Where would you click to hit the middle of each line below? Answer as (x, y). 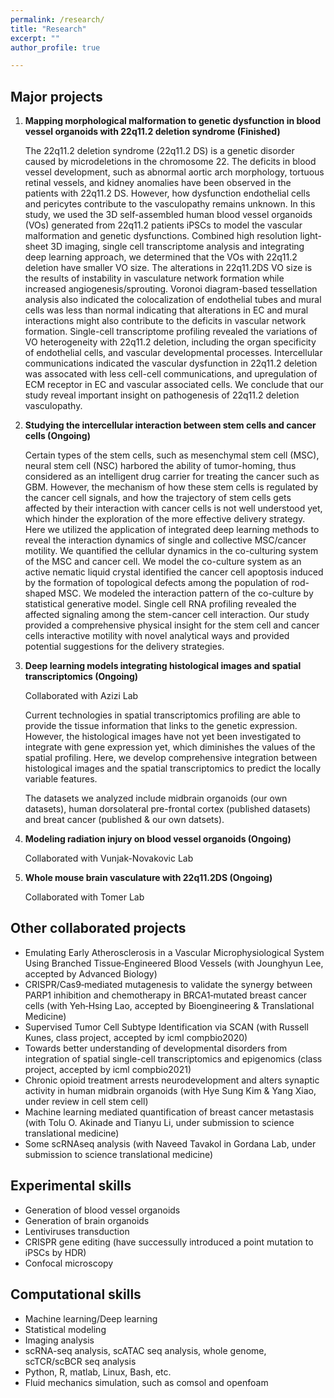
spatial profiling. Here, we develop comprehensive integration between (171, 758)
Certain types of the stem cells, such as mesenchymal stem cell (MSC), (172, 455)
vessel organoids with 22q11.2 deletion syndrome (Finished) (152, 132)
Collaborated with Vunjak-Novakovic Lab (109, 858)
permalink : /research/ (57, 19)
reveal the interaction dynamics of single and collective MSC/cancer (165, 540)
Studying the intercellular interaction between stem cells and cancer (170, 425)
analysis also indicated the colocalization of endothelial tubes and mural (173, 300)
